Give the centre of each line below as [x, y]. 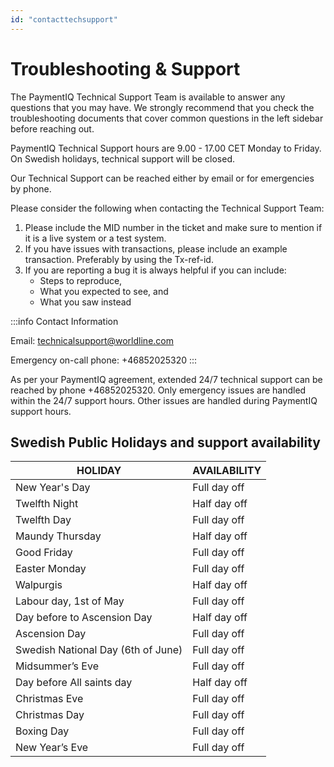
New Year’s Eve [52, 748]
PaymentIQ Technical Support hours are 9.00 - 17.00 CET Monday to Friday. [166, 148]
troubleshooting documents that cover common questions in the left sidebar [167, 118]
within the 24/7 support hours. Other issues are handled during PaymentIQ [164, 400]
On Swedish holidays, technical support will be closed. [123, 158]
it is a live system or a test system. [95, 238]
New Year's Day [53, 488]
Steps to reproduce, [81, 280]
